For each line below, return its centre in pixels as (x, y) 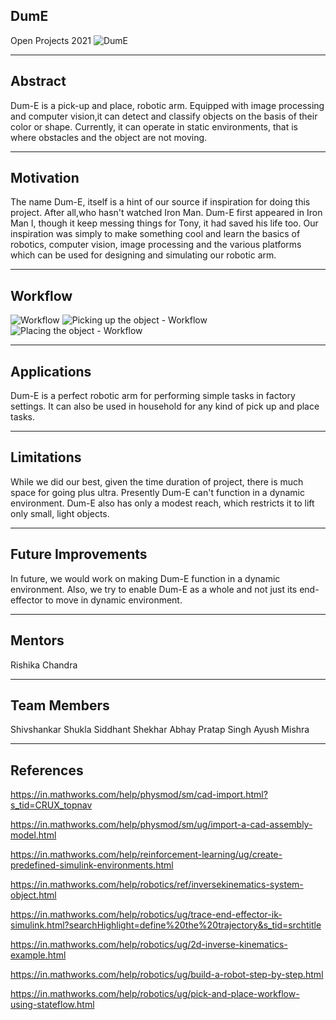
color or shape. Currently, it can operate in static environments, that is (154, 126)
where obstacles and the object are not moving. (109, 137)
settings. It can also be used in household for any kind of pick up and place (165, 406)
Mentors (37, 640)
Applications (51, 371)
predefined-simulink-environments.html (92, 865)
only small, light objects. (60, 513)
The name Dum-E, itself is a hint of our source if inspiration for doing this (160, 202)
